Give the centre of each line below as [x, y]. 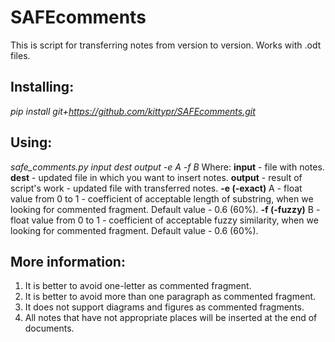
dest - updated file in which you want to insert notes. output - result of [156, 177]
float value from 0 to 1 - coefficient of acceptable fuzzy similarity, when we [164, 220]
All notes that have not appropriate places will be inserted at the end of [171, 318]
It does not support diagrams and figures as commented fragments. [164, 307]
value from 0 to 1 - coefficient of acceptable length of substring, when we [162, 198]
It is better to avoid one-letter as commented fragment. [138, 286]
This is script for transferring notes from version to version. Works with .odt [166, 45]
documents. [49, 328]
